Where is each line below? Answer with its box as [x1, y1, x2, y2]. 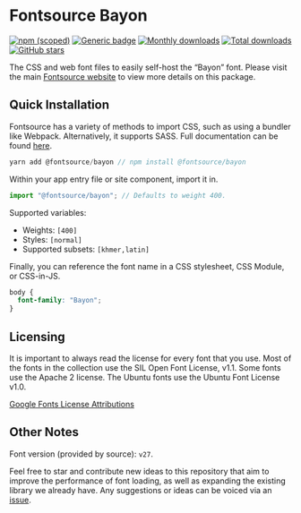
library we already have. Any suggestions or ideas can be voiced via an [9, 484, 272, 495]
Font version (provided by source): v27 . [9, 449, 154, 459]
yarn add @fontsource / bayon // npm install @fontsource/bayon [9, 158, 246, 167]
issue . [9, 494, 31, 505]
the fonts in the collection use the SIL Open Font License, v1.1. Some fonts [9, 362, 281, 372]
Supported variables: [9, 207, 87, 218]
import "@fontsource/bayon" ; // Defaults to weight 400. [9, 191, 227, 200]
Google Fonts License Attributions [9, 398, 134, 409]
